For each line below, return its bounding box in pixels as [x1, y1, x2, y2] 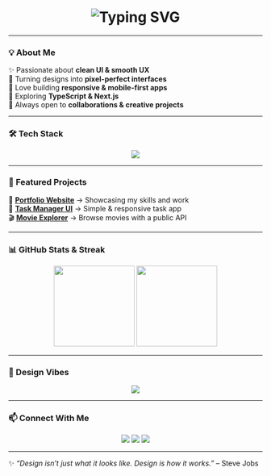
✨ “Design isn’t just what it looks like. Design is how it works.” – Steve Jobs [8, 458, 259, 468]
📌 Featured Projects [8, 177, 87, 188]
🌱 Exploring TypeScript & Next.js [8, 91, 119, 101]
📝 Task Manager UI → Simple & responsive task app [8, 203, 181, 213]
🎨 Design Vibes [8, 367, 70, 378]
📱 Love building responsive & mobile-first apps [8, 83, 168, 93]
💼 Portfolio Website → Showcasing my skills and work [8, 194, 190, 205]
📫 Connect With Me [8, 412, 90, 424]
